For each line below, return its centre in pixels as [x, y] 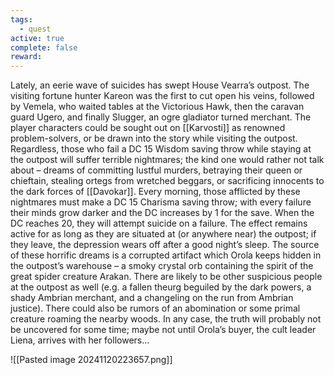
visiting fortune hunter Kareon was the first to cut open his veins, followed [162, 96]
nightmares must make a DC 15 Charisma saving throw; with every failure [161, 202]
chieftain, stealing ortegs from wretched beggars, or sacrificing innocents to [167, 181]
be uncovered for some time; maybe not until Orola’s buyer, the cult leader [163, 330]
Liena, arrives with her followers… [80, 340]
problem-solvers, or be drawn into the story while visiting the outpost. [154, 138]
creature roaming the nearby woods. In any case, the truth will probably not [166, 319]
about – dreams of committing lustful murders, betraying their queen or [156, 170]
